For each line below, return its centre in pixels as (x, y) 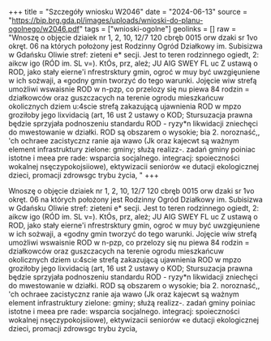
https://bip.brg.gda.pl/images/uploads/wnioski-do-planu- (108, 20)
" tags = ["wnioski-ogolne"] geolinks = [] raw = (158, 29)
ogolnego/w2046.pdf (44, 29)
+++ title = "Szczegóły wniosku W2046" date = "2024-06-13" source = (128, 12)
